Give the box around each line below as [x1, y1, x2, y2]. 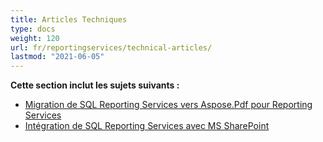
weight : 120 [10, 33, 60, 43]
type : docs [10, 24, 56, 34]
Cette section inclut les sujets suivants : [10, 79, 180, 91]
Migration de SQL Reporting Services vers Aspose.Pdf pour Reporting [24, 99, 313, 111]
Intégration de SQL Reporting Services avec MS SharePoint [24, 120, 270, 132]
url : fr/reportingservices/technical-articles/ [10, 42, 213, 53]
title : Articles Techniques [10, 14, 128, 25]
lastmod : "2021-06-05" [10, 52, 105, 62]
